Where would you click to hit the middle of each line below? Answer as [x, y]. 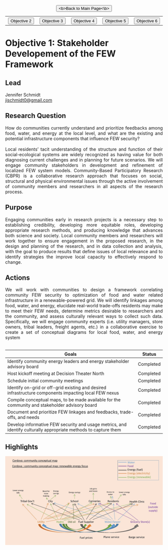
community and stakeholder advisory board [52, 405]
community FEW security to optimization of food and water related [84, 295]
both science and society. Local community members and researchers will [84, 235]
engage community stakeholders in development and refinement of [84, 165]
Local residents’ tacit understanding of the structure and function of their [84, 149]
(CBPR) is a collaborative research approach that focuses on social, [84, 176]
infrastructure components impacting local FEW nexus [63, 393]
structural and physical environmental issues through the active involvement [84, 181]
